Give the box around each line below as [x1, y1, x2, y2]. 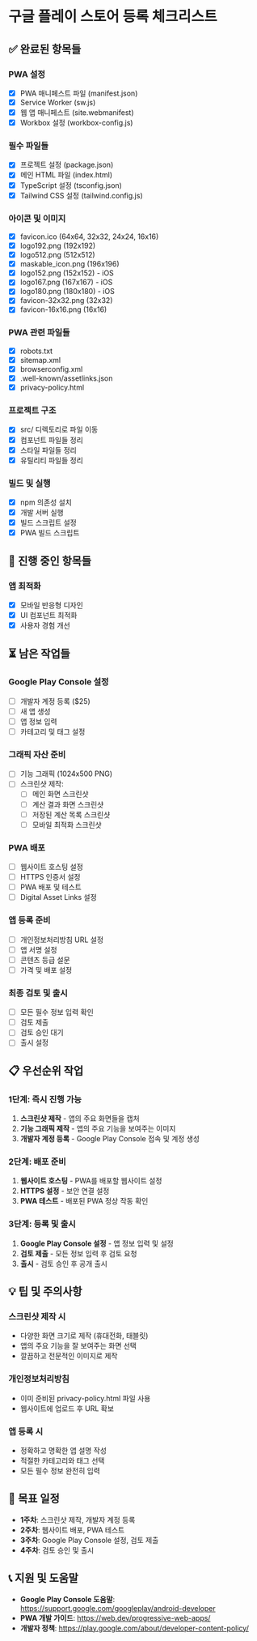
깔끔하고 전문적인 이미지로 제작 [19, 1351, 118, 1361]
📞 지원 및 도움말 [8, 1571, 79, 1585]
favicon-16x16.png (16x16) [19, 305, 107, 314]
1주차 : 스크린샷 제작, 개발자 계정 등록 [19, 1515, 136, 1524]
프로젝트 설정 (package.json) [19, 160, 114, 170]
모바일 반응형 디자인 [19, 600, 83, 610]
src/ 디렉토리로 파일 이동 [19, 424, 99, 434]
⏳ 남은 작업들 [8, 646, 70, 660]
